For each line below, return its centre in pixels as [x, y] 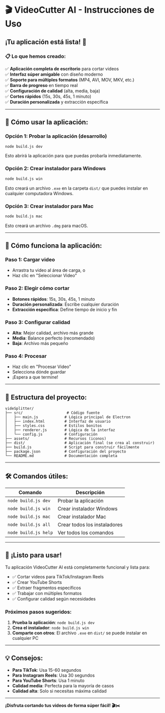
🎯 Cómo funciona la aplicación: [54, 246]
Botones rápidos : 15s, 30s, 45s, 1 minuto [54, 299]
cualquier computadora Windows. [39, 193]
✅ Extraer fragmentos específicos [46, 588]
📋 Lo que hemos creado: [36, 56]
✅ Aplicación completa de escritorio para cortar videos [62, 69]
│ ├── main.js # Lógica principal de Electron [68, 417]
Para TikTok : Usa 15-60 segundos [47, 670]
